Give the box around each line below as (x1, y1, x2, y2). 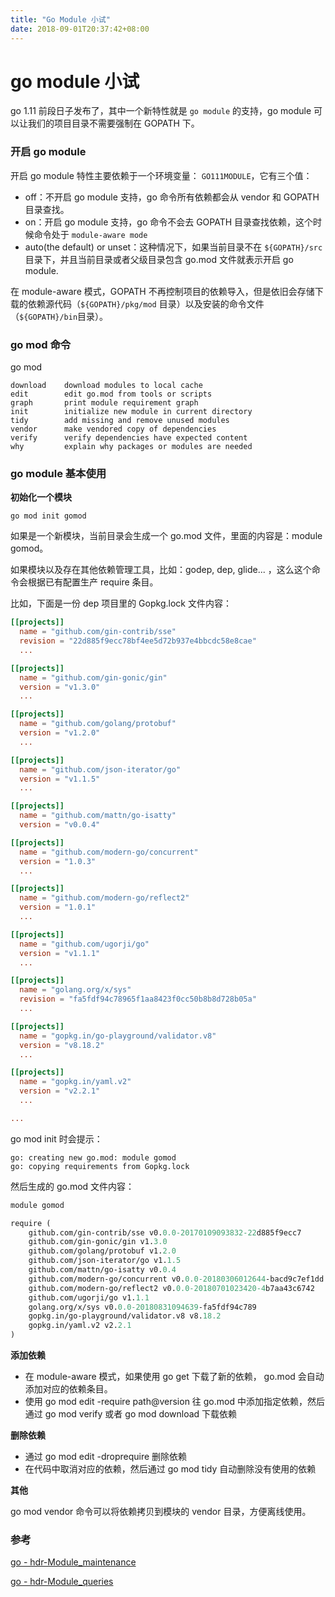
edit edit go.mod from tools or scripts (10, 389, 213, 400)
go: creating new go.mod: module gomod (10, 1152, 177, 1163)
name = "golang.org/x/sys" (19, 985, 132, 995)
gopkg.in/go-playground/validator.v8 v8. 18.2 (28, 1311, 222, 1321)
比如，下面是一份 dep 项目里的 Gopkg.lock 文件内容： (10, 597, 232, 610)
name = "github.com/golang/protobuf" (19, 719, 177, 729)
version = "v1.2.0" (19, 728, 101, 738)
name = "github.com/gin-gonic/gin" (19, 672, 168, 683)
